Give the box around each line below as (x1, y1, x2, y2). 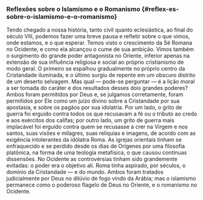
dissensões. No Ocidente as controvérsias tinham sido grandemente (6, 156, 177, 163)
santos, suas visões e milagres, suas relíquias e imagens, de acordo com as (6, 129, 196, 137)
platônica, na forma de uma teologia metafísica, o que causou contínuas (6, 149, 187, 156)
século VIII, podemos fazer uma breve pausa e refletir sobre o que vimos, (6, 33, 190, 40)
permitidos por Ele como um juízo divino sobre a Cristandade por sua (6, 97, 180, 105)
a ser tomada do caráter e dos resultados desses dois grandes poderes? (6, 84, 188, 92)
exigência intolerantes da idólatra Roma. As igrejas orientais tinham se (6, 136, 182, 143)
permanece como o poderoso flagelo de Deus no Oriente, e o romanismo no (6, 181, 198, 188)
